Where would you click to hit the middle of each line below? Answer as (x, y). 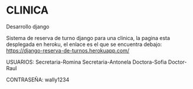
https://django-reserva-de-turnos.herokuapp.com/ (68, 50)
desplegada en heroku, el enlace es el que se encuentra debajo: (84, 44)
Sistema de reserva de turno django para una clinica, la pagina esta (88, 38)
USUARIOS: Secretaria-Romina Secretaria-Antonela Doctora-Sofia (86, 62)
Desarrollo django (28, 27)
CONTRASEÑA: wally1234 (38, 80)
